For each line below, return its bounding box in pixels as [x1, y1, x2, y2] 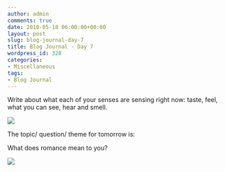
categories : [7, 57, 43, 64]
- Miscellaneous [7, 63, 55, 70]
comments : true [7, 17, 53, 24]
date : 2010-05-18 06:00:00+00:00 [7, 23, 106, 30]
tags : [7, 69, 23, 76]
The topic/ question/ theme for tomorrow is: [7, 130, 136, 139]
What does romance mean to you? [7, 144, 108, 152]
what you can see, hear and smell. [7, 103, 108, 112]
